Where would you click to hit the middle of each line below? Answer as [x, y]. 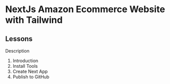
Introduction [25, 61]
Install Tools [25, 66]
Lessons [19, 39]
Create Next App [30, 71]
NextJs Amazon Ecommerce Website [85, 9]
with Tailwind [34, 20]
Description [17, 51]
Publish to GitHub [31, 77]
